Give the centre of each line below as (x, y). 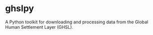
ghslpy (20, 9)
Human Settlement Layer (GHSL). (39, 27)
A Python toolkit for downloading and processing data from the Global (77, 22)
